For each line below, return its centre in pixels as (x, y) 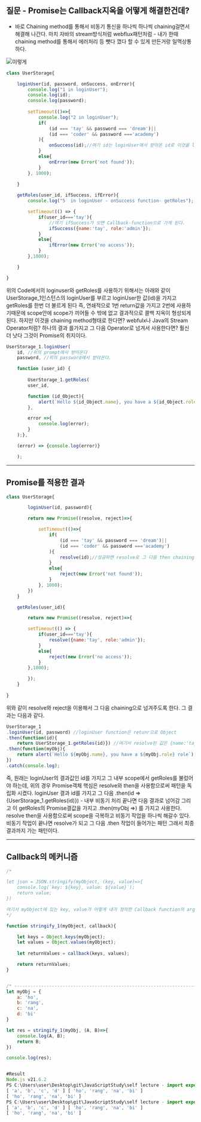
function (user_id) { (44, 369)
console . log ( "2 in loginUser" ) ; (78, 117)
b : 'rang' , (31, 1003)
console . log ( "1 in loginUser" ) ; (68, 89)
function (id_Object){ (56, 396)
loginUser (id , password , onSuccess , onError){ (76, 84)
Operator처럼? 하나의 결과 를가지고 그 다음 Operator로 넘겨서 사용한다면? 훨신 (98, 328)
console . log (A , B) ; (41, 1036)
